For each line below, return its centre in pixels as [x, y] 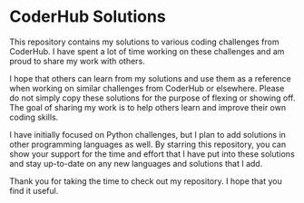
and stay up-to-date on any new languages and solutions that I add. [136, 163]
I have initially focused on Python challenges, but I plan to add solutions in [147, 134]
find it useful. [34, 190]
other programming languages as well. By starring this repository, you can [148, 144]
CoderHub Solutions [88, 17]
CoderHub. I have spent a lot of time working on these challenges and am [147, 51]
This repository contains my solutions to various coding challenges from [144, 42]
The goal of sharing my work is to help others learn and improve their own [148, 107]
